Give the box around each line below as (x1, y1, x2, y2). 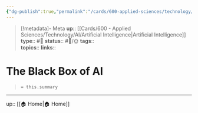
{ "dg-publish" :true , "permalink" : (6, 8, 88, 15)
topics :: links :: (20, 44, 56, 51)
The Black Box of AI (6, 64, 103, 78)
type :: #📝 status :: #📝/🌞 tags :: (20, 37, 94, 44)
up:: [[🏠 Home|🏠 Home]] (6, 100, 70, 107)
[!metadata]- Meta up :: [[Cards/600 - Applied (20, 25, 131, 32)
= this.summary (20, 84, 58, 90)
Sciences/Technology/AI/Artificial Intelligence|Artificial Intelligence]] (20, 31, 186, 38)
